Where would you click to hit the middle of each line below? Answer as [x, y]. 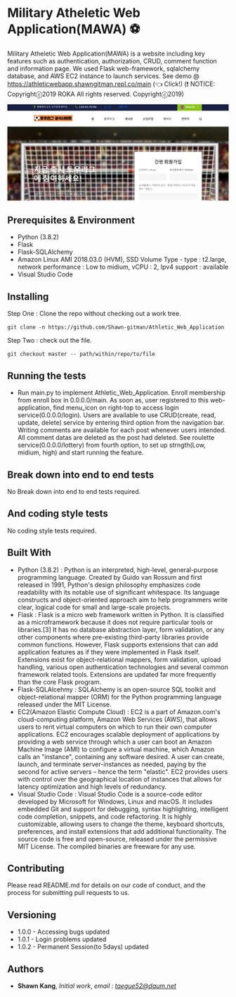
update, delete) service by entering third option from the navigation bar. [121, 423]
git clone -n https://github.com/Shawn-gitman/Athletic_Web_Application [116, 328]
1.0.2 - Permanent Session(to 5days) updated [83, 947]
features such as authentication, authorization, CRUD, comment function [112, 61]
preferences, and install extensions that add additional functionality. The [122, 831]
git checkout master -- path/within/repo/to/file [81, 354]
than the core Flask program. [59, 682]
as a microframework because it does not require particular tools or [115, 622]
